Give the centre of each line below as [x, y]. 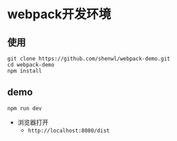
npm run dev [24, 108]
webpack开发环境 [59, 14]
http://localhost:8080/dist [69, 131]
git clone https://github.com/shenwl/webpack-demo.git [89, 59]
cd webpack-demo [31, 65]
